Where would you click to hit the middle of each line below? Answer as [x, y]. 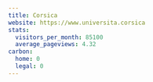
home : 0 [28, 59]
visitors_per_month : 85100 [59, 37]
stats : [19, 30]
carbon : [21, 52]
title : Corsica [33, 15]
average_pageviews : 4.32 [56, 45]
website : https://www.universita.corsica [77, 23]
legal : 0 [29, 66]
